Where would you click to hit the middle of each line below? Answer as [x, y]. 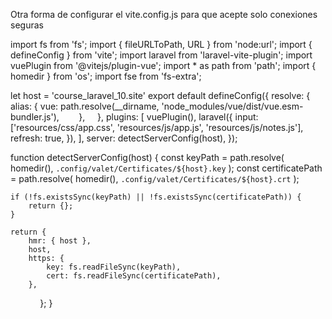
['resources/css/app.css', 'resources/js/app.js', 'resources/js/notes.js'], [157, 127]
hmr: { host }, [60, 241]
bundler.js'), [35, 117]
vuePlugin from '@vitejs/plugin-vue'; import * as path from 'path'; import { [163, 65]
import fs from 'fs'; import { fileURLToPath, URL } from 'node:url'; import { [161, 44]
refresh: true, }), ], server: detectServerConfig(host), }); [124, 138]
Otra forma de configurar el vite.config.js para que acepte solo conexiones [164, 14]
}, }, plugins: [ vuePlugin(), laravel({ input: [168, 117]
